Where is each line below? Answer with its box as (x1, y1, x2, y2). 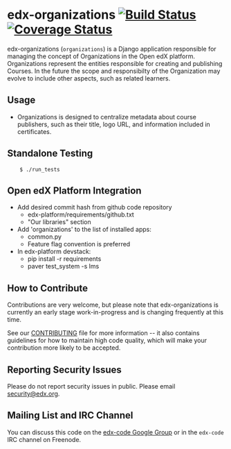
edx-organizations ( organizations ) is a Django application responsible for (7, 44, 216, 53)
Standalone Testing (7, 148, 93, 160)
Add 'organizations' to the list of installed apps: (17, 226, 152, 234)
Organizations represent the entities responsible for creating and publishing (7, 59, 223, 67)
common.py (27, 232, 62, 241)
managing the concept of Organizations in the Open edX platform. (7, 52, 196, 60)
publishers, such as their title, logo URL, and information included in (17, 120, 211, 128)
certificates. (17, 127, 52, 135)
